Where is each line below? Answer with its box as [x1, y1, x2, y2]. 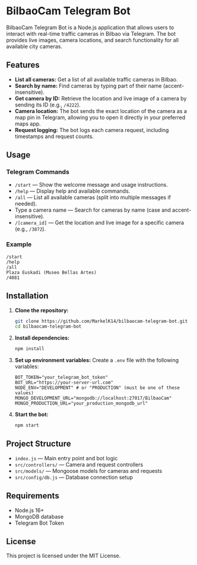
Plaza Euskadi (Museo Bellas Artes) [6, 269, 97, 275]
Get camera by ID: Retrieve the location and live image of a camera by [14, 95, 187, 102]
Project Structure [6, 439, 71, 449]
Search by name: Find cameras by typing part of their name [14, 82, 162, 89]
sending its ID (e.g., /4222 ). [14, 101, 81, 108]
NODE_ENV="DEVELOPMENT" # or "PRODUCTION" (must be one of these [14, 385, 180, 391]
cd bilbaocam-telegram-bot [14, 324, 82, 329]
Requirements [6, 491, 59, 501]
